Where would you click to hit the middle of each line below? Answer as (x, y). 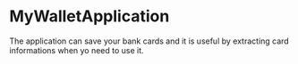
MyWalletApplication (89, 16)
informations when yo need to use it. (77, 50)
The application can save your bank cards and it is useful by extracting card (149, 41)
